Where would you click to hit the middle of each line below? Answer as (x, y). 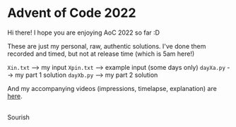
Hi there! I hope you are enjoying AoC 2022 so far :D (84, 32)
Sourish (19, 117)
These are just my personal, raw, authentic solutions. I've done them (107, 46)
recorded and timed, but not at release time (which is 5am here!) (101, 54)
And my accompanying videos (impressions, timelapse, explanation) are (112, 88)
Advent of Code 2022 (72, 13)
